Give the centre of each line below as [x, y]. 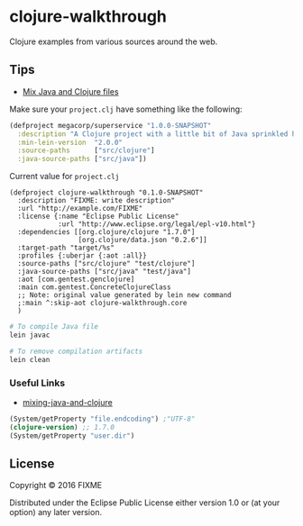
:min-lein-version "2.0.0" [70, 142]
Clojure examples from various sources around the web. [114, 41]
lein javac [30, 335]
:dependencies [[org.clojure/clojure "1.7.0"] [106, 232]
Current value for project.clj [64, 177]
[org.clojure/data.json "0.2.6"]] [142, 240]
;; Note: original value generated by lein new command [124, 295]
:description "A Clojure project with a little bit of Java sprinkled [153, 134]
